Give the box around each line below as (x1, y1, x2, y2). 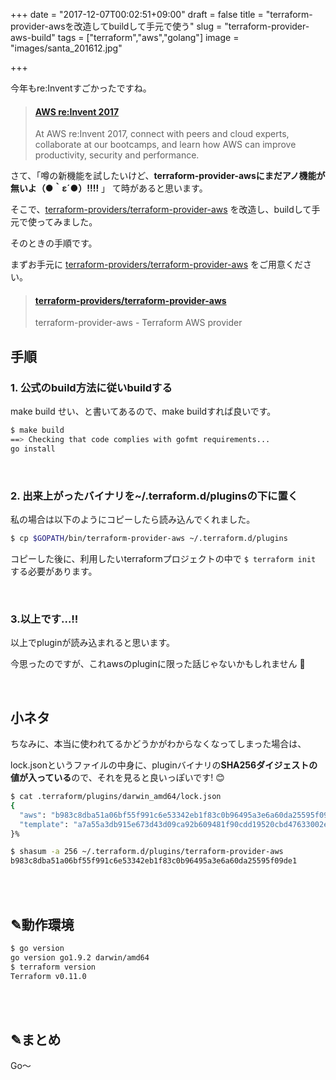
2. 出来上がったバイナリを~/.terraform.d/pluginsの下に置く (10, 489, 299, 503)
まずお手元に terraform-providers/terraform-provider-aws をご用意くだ (10, 259, 304, 271)
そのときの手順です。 (10, 237, 98, 249)
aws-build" (10, 32, 56, 43)
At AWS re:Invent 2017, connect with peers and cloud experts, (34, 128, 290, 140)
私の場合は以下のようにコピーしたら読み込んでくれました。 (10, 514, 256, 526)
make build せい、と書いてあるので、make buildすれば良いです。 (10, 405, 277, 418)
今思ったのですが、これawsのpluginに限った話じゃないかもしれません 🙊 (10, 658, 306, 670)
